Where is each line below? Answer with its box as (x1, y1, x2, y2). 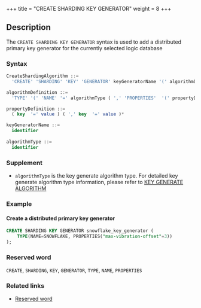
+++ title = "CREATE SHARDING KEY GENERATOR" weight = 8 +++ (6, 5, 172, 12)
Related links (6, 282, 45, 289)
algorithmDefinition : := (6, 89, 68, 95)
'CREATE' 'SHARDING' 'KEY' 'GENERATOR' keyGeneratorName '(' (11, 78, 167, 84)
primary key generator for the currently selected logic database (6, 44, 163, 51)
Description (6, 22, 51, 32)
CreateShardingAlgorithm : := (6, 73, 79, 80)
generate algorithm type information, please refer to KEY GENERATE (14, 179, 184, 186)
